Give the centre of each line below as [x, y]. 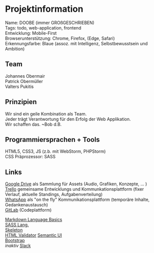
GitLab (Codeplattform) [28, 210]
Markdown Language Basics [34, 220]
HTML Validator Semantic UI [33, 235]
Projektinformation [44, 9]
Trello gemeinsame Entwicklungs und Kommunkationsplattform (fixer [75, 189]
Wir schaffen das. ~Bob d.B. [33, 124]
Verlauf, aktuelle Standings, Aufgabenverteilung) [54, 195]
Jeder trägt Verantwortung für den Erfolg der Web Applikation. [68, 119]
